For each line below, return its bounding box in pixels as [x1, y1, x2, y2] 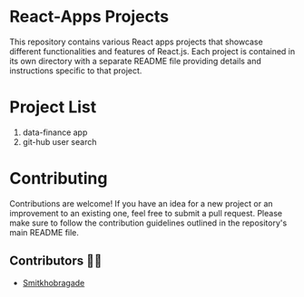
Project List [9, 97, 97, 118]
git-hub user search [22, 136, 97, 147]
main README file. [9, 226, 80, 237]
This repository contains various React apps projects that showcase [9, 36, 263, 47]
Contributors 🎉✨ [9, 254, 103, 269]
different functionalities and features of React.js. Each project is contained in [9, 45, 296, 56]
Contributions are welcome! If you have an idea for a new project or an [9, 197, 274, 209]
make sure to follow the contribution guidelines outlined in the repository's [9, 217, 288, 228]
